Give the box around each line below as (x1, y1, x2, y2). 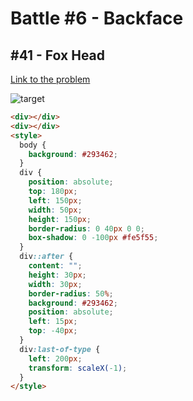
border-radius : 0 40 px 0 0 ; (28, 223, 145, 234)
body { (19, 140, 47, 150)
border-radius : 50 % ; (28, 288, 114, 299)
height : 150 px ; (28, 214, 92, 224)
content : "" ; (28, 261, 83, 271)
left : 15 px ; (28, 317, 78, 327)
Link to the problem (10, 73, 91, 85)
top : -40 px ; (28, 326, 78, 336)
